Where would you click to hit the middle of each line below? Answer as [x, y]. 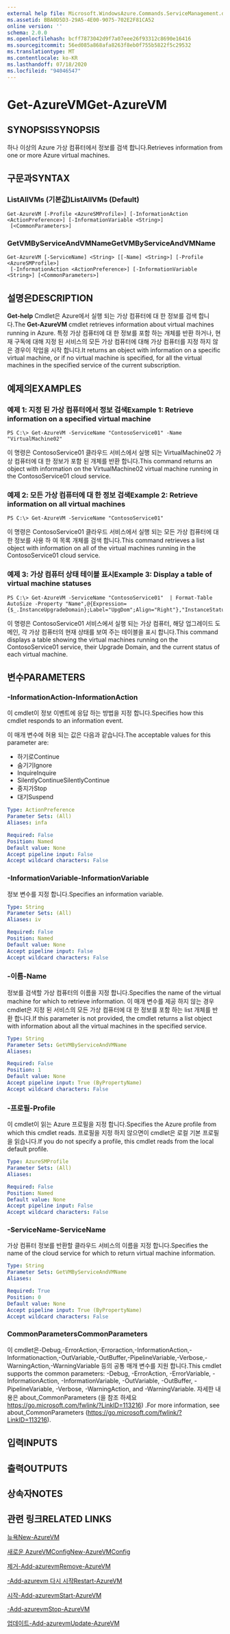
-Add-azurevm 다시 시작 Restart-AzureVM [65, 1581]
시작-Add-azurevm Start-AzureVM [54, 1595]
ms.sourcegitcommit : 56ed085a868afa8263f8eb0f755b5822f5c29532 [99, 45]
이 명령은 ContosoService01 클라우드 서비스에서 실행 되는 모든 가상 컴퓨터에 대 [113, 532]
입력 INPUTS [33, 1443]
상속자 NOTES [35, 1494]
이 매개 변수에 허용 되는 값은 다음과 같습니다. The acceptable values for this [109, 735]
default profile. [28, 1149]
